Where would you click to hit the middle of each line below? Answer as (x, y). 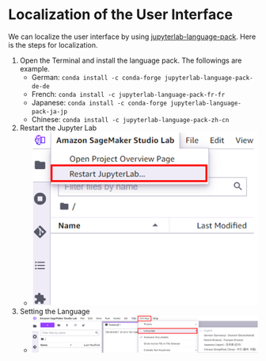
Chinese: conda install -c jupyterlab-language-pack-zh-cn (130, 119)
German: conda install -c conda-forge (96, 77)
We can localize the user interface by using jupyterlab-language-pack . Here (132, 36)
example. (34, 68)
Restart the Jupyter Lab (58, 128)
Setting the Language (55, 311)
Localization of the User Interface (121, 15)
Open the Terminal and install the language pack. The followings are (131, 60)
